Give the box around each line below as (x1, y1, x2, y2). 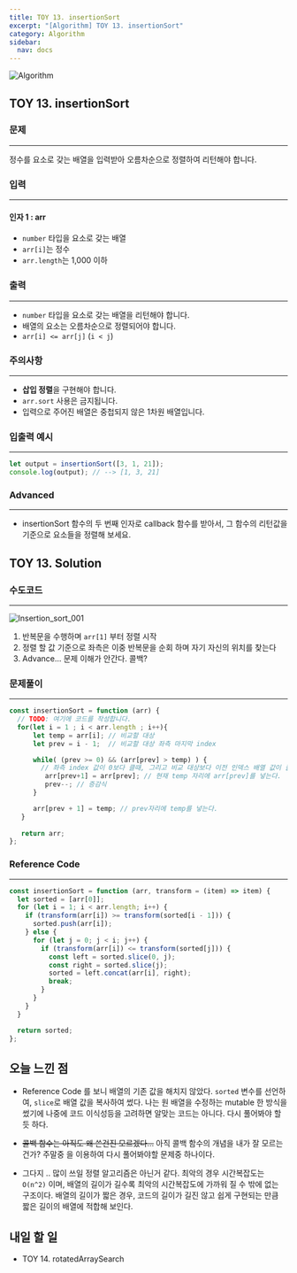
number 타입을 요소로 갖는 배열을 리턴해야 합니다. (21, 309, 190, 320)
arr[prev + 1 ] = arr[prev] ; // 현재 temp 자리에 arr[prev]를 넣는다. (44, 772, 282, 781)
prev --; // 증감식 (44, 780, 108, 789)
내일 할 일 (9, 1230, 58, 1245)
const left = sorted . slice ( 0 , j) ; (48, 953, 176, 961)
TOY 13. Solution (9, 555, 103, 571)
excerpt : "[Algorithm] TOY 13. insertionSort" (9, 21, 184, 30)
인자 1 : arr (9, 212, 47, 222)
